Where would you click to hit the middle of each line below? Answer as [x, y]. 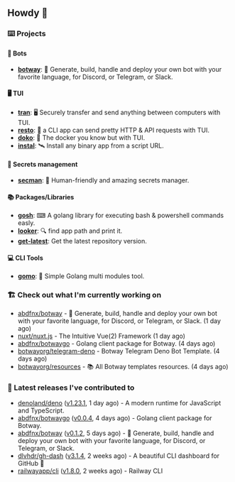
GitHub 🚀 [31, 463]
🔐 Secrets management [43, 165]
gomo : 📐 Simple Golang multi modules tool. [81, 276]
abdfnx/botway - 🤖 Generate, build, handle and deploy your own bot [117, 313]
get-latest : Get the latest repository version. [82, 241]
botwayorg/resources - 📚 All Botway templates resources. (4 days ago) [123, 366]
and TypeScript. [41, 410]
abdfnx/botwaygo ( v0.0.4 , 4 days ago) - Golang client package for [115, 418]
